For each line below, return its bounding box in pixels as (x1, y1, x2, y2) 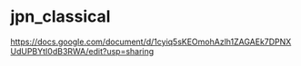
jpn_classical (10, 6, 111, 27)
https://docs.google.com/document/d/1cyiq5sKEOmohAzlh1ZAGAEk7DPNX (10, 36, 292, 47)
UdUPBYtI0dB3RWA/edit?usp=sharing (10, 45, 155, 56)
